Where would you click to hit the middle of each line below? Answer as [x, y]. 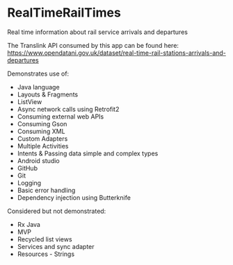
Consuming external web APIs [61, 117]
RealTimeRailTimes [64, 13]
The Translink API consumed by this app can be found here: [93, 45]
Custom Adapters [42, 138]
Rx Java [29, 224]
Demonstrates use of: [38, 74]
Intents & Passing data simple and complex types [88, 153]
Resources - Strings [46, 254]
